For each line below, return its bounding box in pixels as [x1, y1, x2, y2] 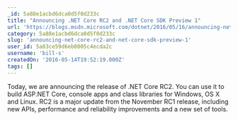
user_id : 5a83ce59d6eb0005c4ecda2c [7, 43, 113, 50]
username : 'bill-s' [7, 50, 65, 57]
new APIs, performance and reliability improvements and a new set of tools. [7, 104, 228, 113]
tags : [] [7, 63, 33, 70]
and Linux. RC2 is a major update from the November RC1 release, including [7, 97, 229, 106]
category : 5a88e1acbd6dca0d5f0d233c [7, 30, 115, 37]
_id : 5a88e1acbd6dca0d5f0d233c [7, 10, 100, 18]
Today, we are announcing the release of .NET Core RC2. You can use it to [7, 82, 225, 90]
